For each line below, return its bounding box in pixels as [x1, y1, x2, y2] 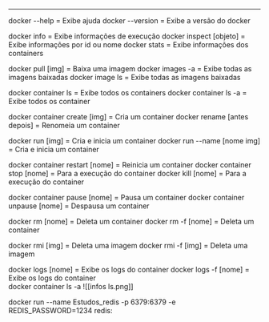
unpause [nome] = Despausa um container [8, 201, 150, 211]
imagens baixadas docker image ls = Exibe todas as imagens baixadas [8, 73, 241, 82]
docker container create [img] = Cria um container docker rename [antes [8, 112, 249, 121]
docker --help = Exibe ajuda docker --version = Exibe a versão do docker [8, 16, 251, 25]
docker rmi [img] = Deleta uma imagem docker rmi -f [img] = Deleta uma [8, 241, 248, 250]
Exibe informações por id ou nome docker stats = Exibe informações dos [8, 40, 249, 49]
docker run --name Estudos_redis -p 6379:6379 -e [8, 297, 176, 307]
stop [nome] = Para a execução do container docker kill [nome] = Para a [8, 169, 247, 178]
